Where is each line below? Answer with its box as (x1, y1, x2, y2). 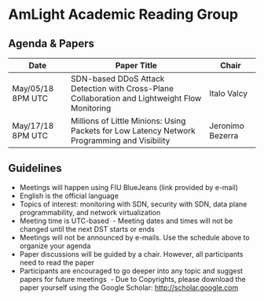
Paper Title (115, 60, 157, 71)
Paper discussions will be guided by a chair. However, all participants (19, 249, 244, 258)
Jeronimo (209, 120, 245, 131)
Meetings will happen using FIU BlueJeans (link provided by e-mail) (19, 182, 238, 192)
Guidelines (8, 162, 62, 175)
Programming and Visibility (70, 135, 170, 146)
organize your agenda (19, 241, 91, 251)
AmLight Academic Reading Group (8, 5, 238, 24)
